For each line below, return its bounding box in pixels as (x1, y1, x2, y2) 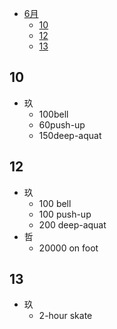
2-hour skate (38, 310, 93, 322)
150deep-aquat (38, 129, 102, 141)
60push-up (38, 118, 86, 131)
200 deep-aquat (38, 218, 107, 231)
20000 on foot (38, 242, 99, 254)
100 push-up (38, 208, 92, 220)
